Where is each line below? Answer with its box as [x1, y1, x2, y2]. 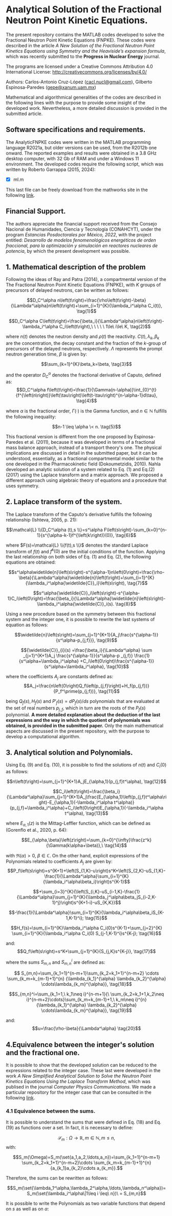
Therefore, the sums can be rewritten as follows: [6, 1175, 108, 1181]
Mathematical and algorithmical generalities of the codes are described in [6, 94, 161, 100]
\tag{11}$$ [98, 688, 120, 694]
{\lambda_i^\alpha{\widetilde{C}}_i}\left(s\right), [25, 580, 126, 586]
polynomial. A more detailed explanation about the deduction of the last [6, 712, 161, 718]
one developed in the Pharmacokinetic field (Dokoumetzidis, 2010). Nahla [6, 461, 161, 467]
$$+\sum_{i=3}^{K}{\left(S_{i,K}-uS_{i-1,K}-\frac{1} [33, 888, 140, 894]
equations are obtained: [6, 559, 56, 566]
